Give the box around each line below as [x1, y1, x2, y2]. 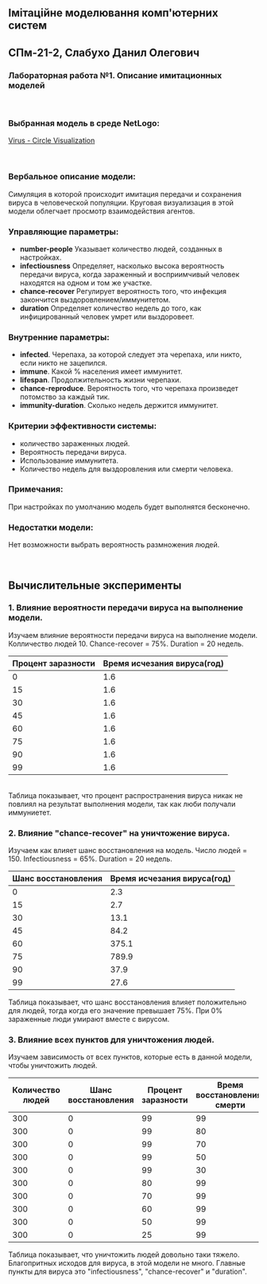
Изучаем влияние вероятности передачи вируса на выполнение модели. [8, 630, 258, 640]
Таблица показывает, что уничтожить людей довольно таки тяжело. [8, 1250, 240, 1259]
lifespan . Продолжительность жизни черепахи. [19, 375, 181, 385]
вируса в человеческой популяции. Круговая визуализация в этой [8, 198, 234, 207]
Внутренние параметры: [8, 331, 110, 343]
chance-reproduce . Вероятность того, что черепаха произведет [19, 384, 238, 393]
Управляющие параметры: [8, 226, 119, 237]
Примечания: [8, 483, 64, 495]
